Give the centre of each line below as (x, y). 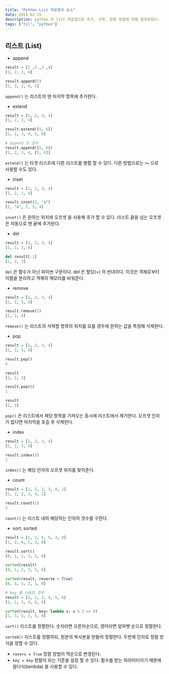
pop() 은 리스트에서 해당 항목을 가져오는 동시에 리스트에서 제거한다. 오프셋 (78, 416)
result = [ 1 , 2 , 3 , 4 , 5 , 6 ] (36, 597)
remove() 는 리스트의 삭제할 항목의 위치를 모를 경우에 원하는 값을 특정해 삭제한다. (84, 326)
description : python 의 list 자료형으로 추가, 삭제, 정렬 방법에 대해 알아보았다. (82, 19)
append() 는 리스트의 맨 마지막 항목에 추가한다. (51, 96)
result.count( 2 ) (22, 503)
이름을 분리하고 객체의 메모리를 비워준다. (45, 278)
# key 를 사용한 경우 (25, 593)
